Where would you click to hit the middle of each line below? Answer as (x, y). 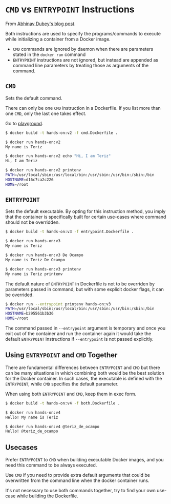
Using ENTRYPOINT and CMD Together (61, 355)
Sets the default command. (34, 98)
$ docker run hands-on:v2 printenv (43, 170)
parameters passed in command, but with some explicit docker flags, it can (84, 289)
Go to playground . (24, 123)
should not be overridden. (33, 222)
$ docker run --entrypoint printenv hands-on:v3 (58, 304)
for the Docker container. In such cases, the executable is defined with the (84, 378)
